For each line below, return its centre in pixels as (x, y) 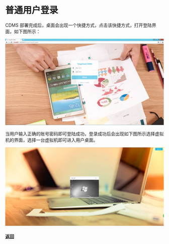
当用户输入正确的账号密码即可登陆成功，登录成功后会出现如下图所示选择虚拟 (84, 134)
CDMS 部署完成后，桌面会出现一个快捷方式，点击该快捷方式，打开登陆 (78, 25)
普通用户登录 (32, 10)
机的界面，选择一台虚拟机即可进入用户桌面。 (52, 140)
